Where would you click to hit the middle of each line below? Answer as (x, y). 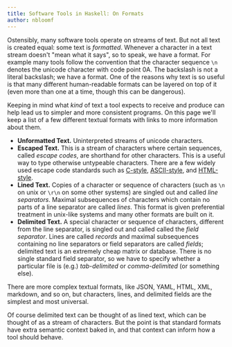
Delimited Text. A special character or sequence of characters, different (120, 221)
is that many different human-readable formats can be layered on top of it (112, 84)
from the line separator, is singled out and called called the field (108, 229)
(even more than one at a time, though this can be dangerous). (96, 92)
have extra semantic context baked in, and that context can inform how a (111, 330)
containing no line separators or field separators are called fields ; (110, 244)
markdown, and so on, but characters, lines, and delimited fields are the (109, 294)
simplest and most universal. (48, 301)
